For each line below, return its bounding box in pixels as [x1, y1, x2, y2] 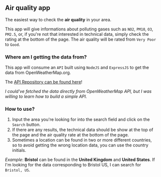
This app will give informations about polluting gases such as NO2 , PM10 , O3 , [5, 26, 153, 32]
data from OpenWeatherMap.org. [5, 70, 71, 75]
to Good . [5, 41, 20, 47]
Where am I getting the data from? [5, 53, 87, 60]
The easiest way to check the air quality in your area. [5, 16, 112, 22]
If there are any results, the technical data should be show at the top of [12, 127, 153, 133]
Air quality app [5, 4, 51, 12]
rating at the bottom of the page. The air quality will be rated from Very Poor [5, 36, 156, 42]
